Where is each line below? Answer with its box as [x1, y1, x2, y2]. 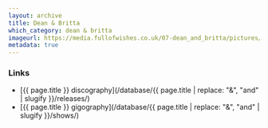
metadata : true [8, 41, 59, 49]
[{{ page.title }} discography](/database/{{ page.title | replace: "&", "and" [19, 85, 259, 95]
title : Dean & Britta [8, 19, 81, 27]
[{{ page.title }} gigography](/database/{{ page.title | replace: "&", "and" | [19, 103, 260, 112]
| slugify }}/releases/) [19, 94, 90, 103]
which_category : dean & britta [8, 26, 112, 34]
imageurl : [8, 33, 41, 42]
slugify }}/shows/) [19, 111, 80, 120]
